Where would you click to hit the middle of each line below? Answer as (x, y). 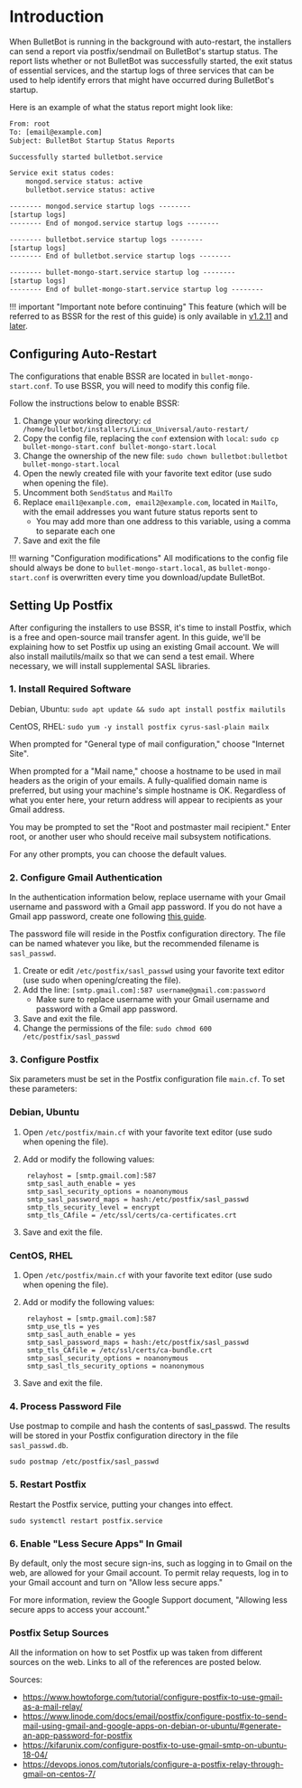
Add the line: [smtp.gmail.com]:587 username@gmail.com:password (144, 990)
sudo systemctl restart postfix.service (87, 1520)
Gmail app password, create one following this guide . (108, 917)
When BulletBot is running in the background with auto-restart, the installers (151, 42)
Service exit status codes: (62, 174)
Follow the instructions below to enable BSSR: (95, 403)
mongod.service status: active (84, 182)
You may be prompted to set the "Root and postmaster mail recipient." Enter (150, 827)
